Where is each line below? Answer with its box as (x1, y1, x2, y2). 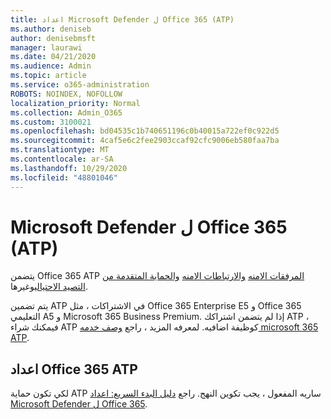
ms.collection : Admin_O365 (10, 107, 123, 118)
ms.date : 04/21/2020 (10, 52, 97, 62)
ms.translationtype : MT (10, 145, 110, 155)
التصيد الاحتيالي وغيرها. (10, 281, 88, 293)
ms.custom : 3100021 (10, 117, 92, 127)
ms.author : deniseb (10, 24, 92, 34)
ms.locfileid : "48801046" (10, 172, 118, 183)
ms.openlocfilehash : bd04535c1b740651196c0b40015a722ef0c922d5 (10, 126, 280, 136)
